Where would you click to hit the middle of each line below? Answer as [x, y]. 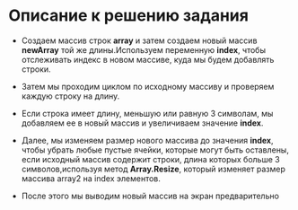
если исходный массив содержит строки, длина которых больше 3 [150, 159]
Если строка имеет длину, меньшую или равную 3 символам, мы [147, 113]
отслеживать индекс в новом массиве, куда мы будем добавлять [148, 59]
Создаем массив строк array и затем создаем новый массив [139, 40]
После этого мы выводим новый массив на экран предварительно [150, 196]
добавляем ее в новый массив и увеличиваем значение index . [142, 123]
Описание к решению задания [128, 16]
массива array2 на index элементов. [91, 178]
